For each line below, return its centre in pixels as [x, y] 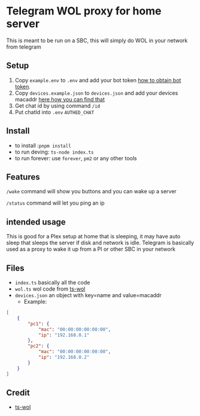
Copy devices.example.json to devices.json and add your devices [96, 93]
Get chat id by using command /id [57, 106]
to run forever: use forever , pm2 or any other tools [76, 158]
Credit [18, 392]
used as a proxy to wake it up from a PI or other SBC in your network [91, 249]
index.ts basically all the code [52, 282]
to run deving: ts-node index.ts [54, 152]
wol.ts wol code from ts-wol [50, 289]
